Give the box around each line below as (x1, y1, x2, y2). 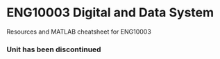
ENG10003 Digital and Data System (6, 5, 214, 21)
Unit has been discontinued (6, 45, 101, 54)
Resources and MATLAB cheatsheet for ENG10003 (6, 27, 152, 36)
